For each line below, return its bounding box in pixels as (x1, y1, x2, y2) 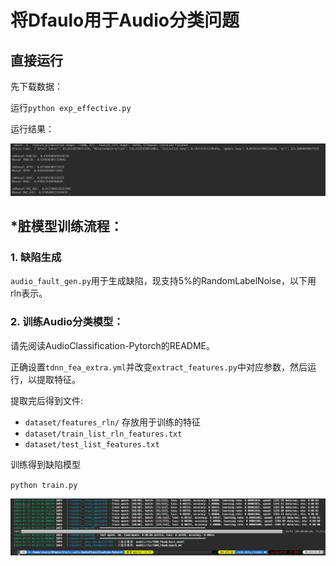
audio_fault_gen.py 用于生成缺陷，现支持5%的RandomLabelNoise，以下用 (10, 275, 317, 287)
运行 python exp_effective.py (10, 102, 132, 113)
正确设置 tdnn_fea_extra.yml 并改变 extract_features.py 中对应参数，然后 (10, 361, 308, 373)
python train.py (10, 480, 78, 490)
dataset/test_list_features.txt (24, 439, 160, 450)
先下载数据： (10, 81, 63, 92)
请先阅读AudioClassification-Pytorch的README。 (10, 339, 216, 351)
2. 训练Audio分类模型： (10, 315, 124, 329)
